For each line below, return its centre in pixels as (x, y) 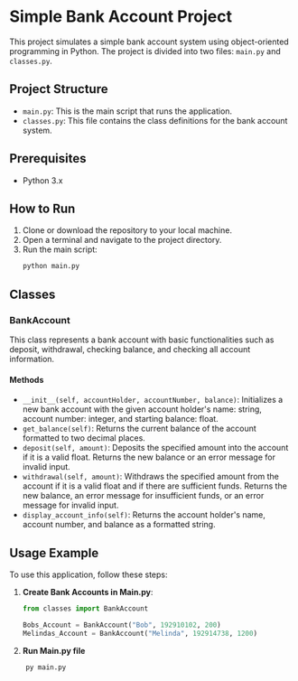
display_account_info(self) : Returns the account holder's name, (144, 515)
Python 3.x (42, 180)
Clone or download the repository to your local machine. (127, 230)
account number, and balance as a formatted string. (119, 525)
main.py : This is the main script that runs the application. (127, 111)
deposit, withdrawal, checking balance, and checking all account (130, 349)
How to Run (42, 208)
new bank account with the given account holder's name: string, (142, 409)
